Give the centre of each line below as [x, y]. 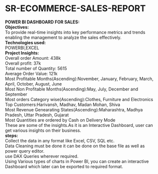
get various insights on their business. [43, 130]
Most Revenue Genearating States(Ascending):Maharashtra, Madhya [74, 109]
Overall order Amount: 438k [33, 58]
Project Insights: [22, 53]
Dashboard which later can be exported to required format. [64, 166]
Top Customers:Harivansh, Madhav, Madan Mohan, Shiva [63, 104]
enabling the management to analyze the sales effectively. [63, 37]
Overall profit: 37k [23, 63]
